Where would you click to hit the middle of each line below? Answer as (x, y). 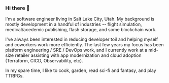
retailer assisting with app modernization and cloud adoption (78, 55)
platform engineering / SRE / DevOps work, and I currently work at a (76, 50)
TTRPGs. (14, 76)
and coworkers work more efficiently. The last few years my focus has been (84, 45)
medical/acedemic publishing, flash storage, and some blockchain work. (81, 30)
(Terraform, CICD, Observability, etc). (44, 61)
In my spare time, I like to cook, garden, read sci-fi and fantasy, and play (81, 70)
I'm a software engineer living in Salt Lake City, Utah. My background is (80, 19)
